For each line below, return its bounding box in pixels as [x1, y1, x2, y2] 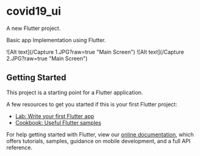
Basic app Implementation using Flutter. [6, 36, 106, 43]
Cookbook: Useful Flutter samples [15, 119, 102, 126]
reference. [6, 144, 32, 151]
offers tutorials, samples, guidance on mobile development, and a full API [6, 137, 191, 144]
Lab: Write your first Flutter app [15, 112, 95, 120]
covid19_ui [6, 4, 61, 18]
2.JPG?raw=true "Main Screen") [6, 54, 88, 62]
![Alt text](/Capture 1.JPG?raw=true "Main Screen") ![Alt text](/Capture [6, 48, 185, 56]
